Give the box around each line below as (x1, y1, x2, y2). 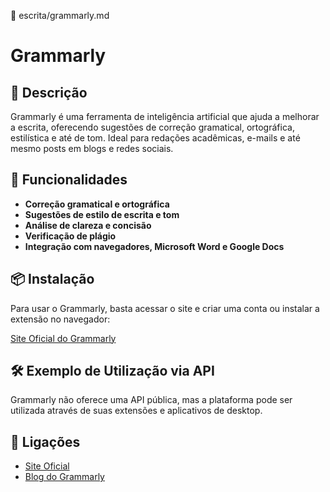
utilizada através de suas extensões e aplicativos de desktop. (10, 405, 263, 417)
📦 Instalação (10, 271, 95, 288)
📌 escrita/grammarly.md (10, 10, 110, 21)
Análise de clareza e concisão (24, 219, 152, 231)
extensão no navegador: (10, 313, 111, 325)
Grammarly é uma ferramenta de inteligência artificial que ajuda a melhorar (10, 111, 320, 122)
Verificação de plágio (24, 230, 117, 242)
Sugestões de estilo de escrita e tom (24, 208, 180, 220)
